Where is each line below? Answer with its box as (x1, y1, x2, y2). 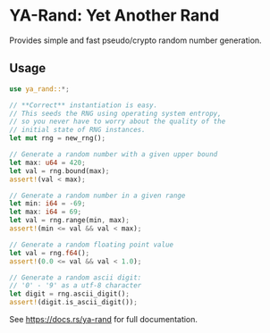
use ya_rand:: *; (9, 84, 70, 94)
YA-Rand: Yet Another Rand (9, 5, 220, 26)
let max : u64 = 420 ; (9, 158, 87, 167)
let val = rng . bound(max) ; (9, 166, 110, 175)
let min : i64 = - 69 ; (9, 199, 87, 208)
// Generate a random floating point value (9, 240, 174, 249)
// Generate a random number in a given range (9, 191, 186, 200)
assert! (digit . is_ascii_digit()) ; (9, 298, 139, 307)
